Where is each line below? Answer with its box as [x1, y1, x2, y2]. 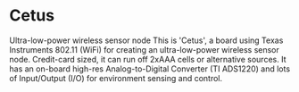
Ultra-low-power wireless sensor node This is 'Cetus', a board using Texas [9, 35, 284, 46]
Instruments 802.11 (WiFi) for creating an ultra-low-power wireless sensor [9, 44, 279, 54]
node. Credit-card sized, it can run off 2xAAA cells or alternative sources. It [9, 54, 287, 64]
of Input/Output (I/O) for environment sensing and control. [9, 72, 223, 83]
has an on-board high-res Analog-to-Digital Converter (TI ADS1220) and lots [9, 63, 291, 74]
